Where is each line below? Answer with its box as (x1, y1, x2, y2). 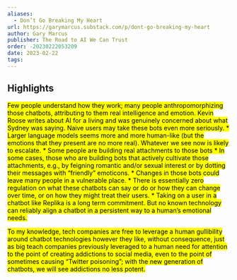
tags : (7, 56, 23, 63)
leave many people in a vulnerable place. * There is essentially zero (7, 176, 204, 184)
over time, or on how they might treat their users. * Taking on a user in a (7, 191, 217, 200)
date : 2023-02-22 (7, 50, 59, 57)
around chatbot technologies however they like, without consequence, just (7, 234, 225, 243)
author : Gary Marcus (7, 30, 69, 37)
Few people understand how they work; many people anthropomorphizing (7, 101, 224, 109)
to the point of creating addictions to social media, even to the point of (7, 250, 212, 258)
